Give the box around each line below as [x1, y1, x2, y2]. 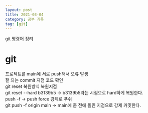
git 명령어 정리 [5, 36, 34, 42]
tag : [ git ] [5, 21, 28, 27]
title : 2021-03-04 [5, 12, 44, 17]
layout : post [5, 7, 33, 13]
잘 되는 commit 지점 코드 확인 [5, 77, 64, 83]
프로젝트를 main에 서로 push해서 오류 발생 [5, 71, 89, 77]
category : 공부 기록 [5, 17, 44, 22]
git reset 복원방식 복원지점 [5, 83, 57, 89]
